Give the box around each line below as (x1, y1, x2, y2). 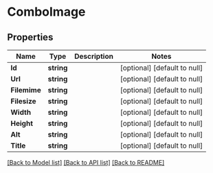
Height (10, 119, 33, 128)
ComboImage (7, 4, 86, 20)
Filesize (10, 96, 36, 106)
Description (74, 52, 113, 61)
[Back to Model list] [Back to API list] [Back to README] (7, 159, 165, 166)
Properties (7, 31, 54, 43)
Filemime (10, 85, 41, 94)
